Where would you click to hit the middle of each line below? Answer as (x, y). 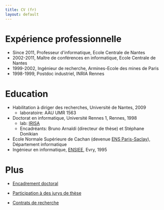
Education (27, 94)
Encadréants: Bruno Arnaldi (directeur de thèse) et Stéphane (82, 129)
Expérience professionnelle (63, 39)
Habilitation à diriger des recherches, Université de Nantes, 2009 (79, 108)
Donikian (29, 134)
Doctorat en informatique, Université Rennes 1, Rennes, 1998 (75, 118)
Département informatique (40, 144)
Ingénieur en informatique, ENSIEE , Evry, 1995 (60, 150)
